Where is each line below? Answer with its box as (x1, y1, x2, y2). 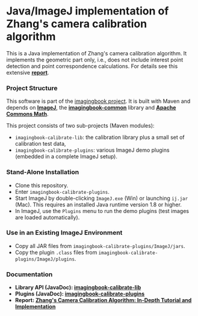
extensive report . (6, 69, 49, 76)
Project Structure (6, 84, 58, 92)
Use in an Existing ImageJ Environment (6, 229, 123, 237)
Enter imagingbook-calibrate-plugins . (14, 188, 110, 195)
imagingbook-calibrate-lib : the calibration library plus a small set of (14, 134, 185, 141)
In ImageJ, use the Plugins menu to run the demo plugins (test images (14, 207, 190, 214)
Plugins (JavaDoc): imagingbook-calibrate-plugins (14, 290, 145, 297)
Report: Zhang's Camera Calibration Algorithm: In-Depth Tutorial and (14, 297, 192, 304)
